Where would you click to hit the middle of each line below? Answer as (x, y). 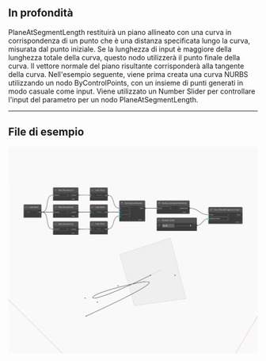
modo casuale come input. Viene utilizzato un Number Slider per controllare (132, 91)
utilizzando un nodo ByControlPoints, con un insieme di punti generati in (126, 83)
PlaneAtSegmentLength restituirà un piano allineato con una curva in (120, 32)
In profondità (41, 13)
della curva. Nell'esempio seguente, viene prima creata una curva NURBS (128, 74)
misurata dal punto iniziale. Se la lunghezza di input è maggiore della (120, 49)
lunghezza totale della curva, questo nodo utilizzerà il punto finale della (124, 57)
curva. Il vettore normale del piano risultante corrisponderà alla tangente (126, 66)
